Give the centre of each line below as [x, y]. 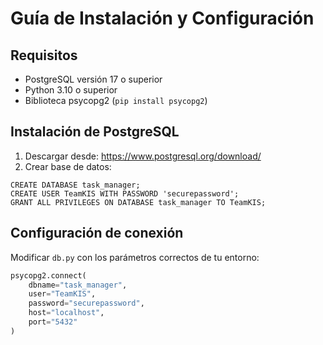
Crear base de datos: [68, 166]
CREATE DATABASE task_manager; [75, 185]
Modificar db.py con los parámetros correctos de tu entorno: [135, 257]
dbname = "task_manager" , [78, 285]
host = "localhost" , [66, 313]
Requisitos [44, 55]
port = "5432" [53, 322]
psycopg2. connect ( [48, 275]
